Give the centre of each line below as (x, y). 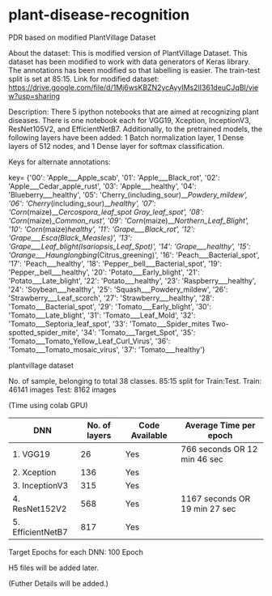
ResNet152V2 (40, 509)
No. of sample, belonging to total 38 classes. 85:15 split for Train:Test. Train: (135, 381)
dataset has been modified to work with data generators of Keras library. (130, 62)
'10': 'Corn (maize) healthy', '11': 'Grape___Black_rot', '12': (102, 229)
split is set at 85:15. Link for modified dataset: (84, 79)
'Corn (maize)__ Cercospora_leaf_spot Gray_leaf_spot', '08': (106, 211)
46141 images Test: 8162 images (62, 390)
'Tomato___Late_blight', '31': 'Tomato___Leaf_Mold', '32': (102, 315)
